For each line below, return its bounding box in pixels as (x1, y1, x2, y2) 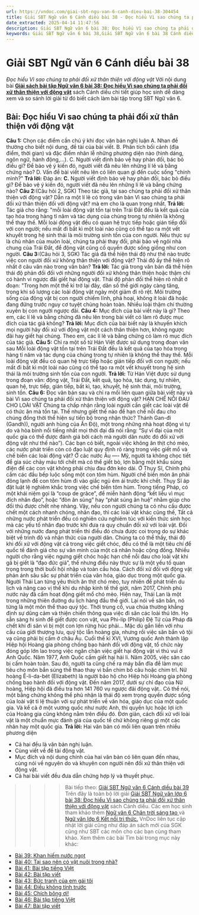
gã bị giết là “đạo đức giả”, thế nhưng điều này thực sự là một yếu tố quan (6, 559, 185, 566)
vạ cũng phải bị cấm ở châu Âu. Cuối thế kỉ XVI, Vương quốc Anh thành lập (6, 635, 188, 642)
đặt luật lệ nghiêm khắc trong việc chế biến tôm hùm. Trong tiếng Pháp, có (6, 483, 188, 490)
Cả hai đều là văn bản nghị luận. (14, 741, 94, 748)
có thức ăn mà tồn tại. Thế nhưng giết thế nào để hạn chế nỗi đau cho (6, 407, 176, 415)
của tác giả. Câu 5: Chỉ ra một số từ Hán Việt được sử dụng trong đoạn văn (6, 339, 189, 346)
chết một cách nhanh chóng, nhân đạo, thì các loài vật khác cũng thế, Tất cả (6, 508, 193, 516)
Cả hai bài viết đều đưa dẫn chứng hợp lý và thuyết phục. (14, 772, 155, 779)
